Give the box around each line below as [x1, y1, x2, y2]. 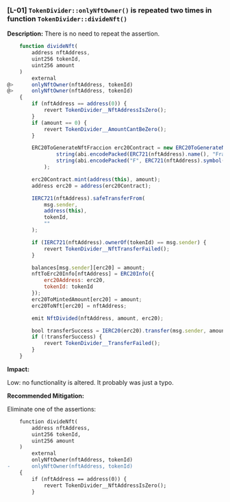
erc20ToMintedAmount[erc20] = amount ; [31, 296, 142, 303]
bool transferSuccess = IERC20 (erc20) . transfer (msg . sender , [31, 327, 207, 334]
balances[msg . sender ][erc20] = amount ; [31, 264, 146, 271]
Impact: [7, 365, 29, 373]
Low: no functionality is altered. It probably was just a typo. [7, 378, 174, 386]
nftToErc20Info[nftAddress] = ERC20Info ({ [31, 270, 155, 278]
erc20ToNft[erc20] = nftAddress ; [31, 302, 127, 309]
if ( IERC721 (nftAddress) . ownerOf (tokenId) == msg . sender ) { [31, 239, 207, 246]
